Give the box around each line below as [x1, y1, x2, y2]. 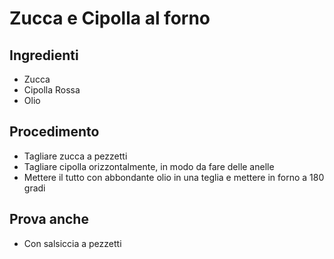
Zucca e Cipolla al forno [9, 7, 211, 30]
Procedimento [9, 123, 100, 141]
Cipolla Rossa [23, 84, 81, 96]
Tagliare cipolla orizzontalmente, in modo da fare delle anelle [23, 160, 275, 172]
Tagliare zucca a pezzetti [23, 150, 128, 162]
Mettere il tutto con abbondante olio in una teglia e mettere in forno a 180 [23, 171, 325, 183]
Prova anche [9, 211, 89, 228]
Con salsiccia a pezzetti [23, 237, 122, 249]
